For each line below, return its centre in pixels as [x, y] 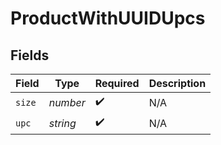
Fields [30, 55]
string [62, 123]
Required [117, 83]
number [67, 102]
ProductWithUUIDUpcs [108, 18]
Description [177, 83]
